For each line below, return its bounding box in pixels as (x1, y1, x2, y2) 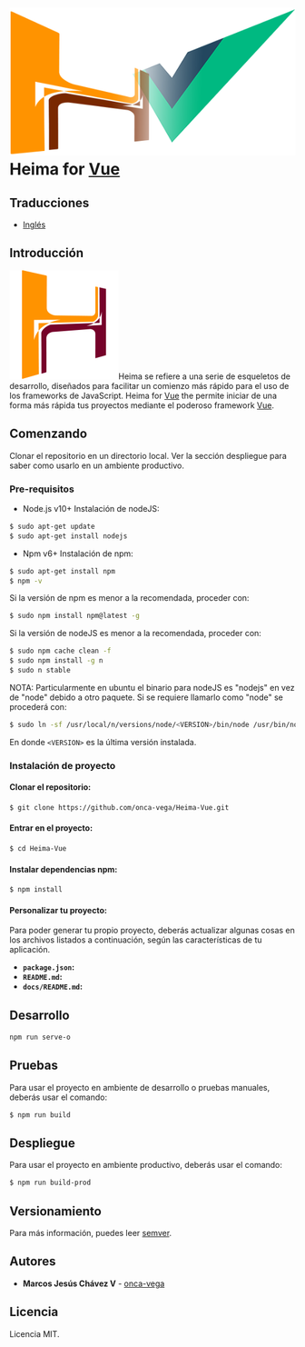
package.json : (22, 962, 75, 973)
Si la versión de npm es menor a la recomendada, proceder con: (9, 593, 250, 604)
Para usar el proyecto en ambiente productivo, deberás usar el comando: (9, 1160, 283, 1171)
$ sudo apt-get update (9, 522, 95, 531)
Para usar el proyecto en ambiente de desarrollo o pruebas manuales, (9, 1082, 271, 1093)
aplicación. (9, 944, 51, 955)
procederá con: (9, 701, 67, 712)
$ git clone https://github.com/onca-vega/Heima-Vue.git (9, 803, 230, 812)
